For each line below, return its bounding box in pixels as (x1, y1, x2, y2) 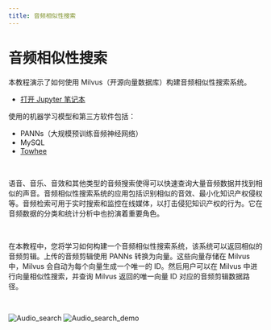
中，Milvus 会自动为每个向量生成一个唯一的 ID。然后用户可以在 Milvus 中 (8, 261, 251, 270)
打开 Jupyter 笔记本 (19, 94, 86, 104)
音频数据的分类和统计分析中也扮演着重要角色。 (8, 208, 164, 218)
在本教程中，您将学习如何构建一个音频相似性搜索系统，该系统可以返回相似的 (8, 241, 263, 250)
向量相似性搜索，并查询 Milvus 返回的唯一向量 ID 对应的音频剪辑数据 (15, 271, 244, 281)
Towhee (19, 146, 47, 155)
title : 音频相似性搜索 (8, 11, 77, 20)
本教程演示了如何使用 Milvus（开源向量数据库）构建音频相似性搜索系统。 (8, 77, 252, 87)
